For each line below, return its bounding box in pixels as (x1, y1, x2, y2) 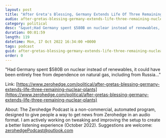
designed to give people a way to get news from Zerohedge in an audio (5, 112, 151, 118)
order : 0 (5, 53, 23, 58)
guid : (5, 48, 16, 53)
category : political (5, 21, 48, 26)
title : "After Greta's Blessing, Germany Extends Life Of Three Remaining (5, 12, 163, 17)
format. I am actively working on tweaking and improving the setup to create (5, 117, 161, 123)
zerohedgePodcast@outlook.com (5, 128, 74, 134)
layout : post (5, 7, 32, 12)
